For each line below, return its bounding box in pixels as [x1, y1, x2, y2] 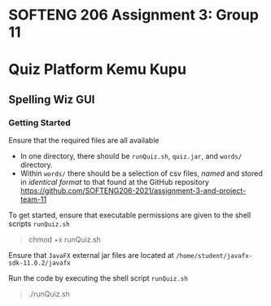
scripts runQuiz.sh [8, 219, 71, 229]
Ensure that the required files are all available [8, 136, 160, 146]
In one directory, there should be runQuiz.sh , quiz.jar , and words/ [20, 151, 243, 161]
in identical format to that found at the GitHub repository [20, 177, 210, 187]
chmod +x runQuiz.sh [28, 234, 102, 245]
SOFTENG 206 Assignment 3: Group [8, 6, 259, 24]
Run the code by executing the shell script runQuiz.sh [8, 273, 189, 283]
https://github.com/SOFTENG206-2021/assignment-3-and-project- [20, 186, 247, 196]
